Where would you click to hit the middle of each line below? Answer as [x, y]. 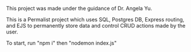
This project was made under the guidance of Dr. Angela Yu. [79, 8]
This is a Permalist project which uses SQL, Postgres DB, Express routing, [95, 19]
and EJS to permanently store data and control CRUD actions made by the [96, 26]
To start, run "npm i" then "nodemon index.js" [61, 43]
